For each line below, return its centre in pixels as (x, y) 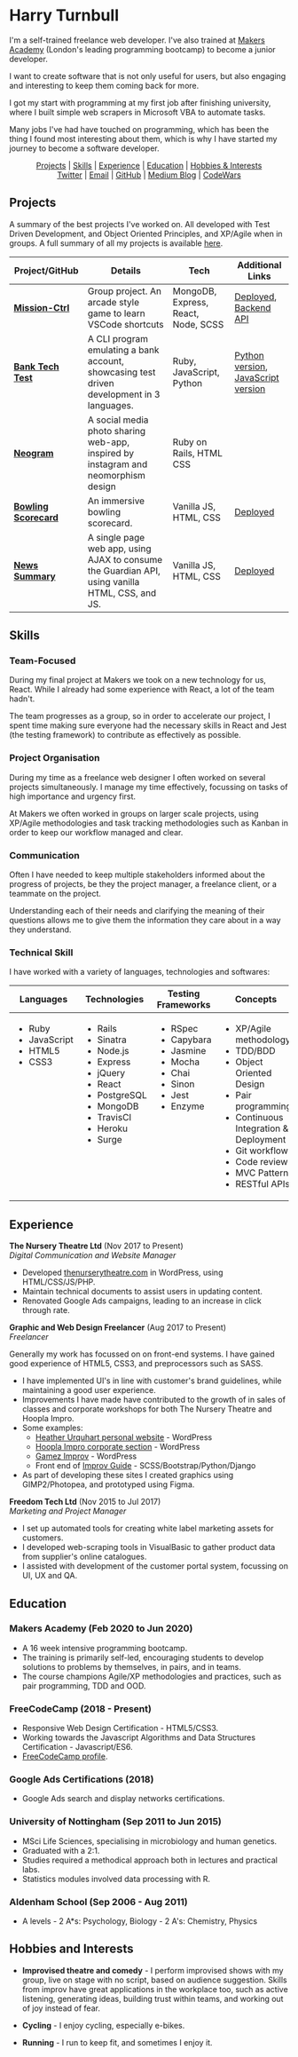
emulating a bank (123, 350)
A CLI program (118, 338)
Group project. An (125, 291)
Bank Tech (36, 367)
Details (126, 270)
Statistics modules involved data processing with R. (116, 1879)
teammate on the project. (55, 894)
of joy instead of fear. (61, 2008)
